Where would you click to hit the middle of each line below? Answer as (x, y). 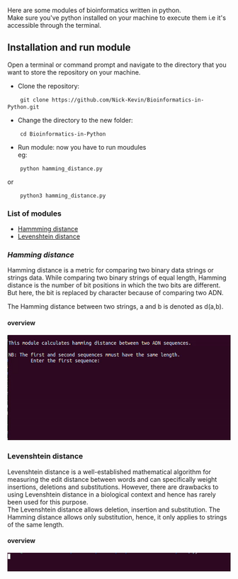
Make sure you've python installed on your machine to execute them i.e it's (117, 18)
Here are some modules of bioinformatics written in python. (95, 10)
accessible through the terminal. (54, 25)
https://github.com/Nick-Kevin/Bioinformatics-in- (128, 100)
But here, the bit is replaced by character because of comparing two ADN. (116, 293)
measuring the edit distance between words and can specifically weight (112, 479)
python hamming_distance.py (61, 169)
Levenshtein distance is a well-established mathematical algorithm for (109, 472)
